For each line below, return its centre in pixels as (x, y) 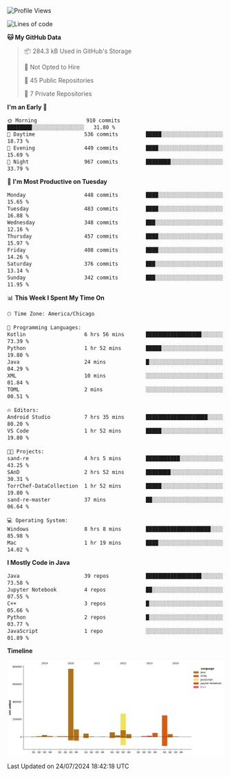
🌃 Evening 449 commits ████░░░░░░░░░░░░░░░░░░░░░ (115, 148)
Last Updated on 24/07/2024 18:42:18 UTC (68, 766)
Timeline (20, 651)
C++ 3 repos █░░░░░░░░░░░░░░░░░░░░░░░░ (115, 603)
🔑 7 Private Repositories (58, 94)
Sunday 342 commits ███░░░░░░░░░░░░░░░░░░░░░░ (115, 278)
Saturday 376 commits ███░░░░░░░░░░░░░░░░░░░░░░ (115, 264)
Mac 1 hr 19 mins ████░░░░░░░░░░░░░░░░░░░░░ (115, 543)
